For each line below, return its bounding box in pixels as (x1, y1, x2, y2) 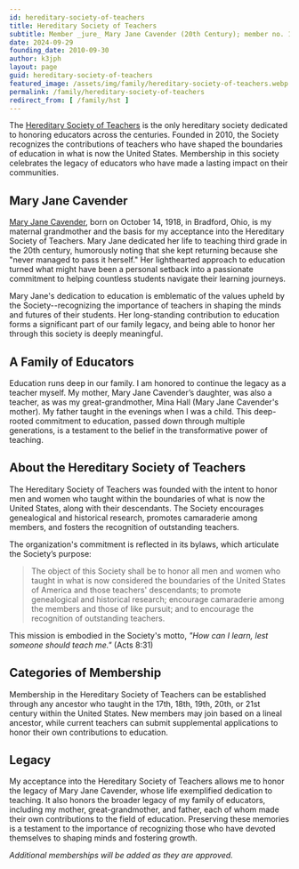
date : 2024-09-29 (9, 37, 74, 47)
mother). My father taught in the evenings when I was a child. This (9, 406, 252, 416)
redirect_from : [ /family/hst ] (9, 95, 129, 105)
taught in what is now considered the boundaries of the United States (30, 575, 287, 585)
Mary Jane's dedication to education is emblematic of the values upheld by (9, 291, 285, 302)
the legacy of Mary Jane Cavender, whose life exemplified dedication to (9, 785, 273, 796)
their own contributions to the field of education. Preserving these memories (9, 814, 289, 825)
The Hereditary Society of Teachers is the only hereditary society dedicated (9, 120, 288, 131)
